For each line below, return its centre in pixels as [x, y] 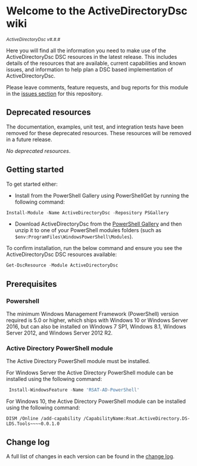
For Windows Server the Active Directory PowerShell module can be [90, 373]
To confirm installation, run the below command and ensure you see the [94, 248]
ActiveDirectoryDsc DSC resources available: [62, 255]
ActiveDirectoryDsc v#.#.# [33, 39]
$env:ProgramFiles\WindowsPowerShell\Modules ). [74, 237]
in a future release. [29, 139]
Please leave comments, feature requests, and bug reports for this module [97, 87]
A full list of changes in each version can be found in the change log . [90, 456]
